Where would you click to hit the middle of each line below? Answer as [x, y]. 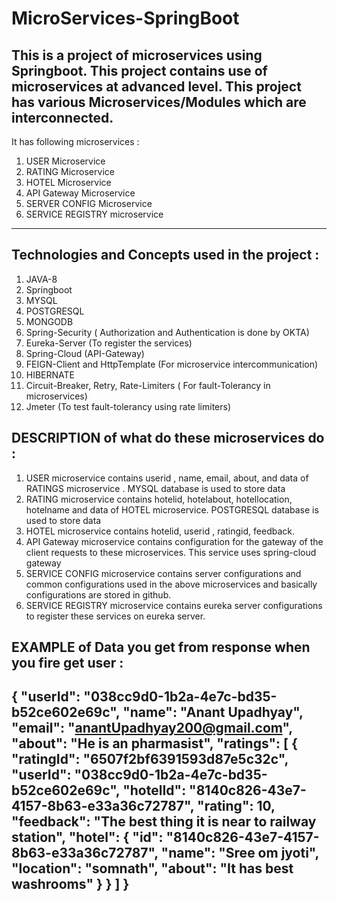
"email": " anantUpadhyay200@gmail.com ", [152, 728]
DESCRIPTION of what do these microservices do [168, 438]
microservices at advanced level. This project [156, 86]
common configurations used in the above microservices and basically [171, 584]
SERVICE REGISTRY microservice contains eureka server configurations [174, 605]
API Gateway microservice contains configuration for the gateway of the [174, 541]
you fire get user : [67, 663]
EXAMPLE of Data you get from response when [161, 647]
